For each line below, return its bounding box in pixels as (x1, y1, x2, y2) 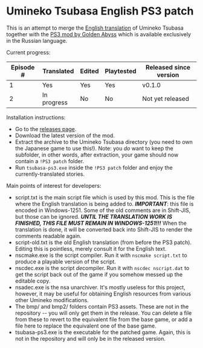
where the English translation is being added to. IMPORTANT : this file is (14, 200, 194, 207)
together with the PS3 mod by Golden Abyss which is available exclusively (6, 30, 192, 37)
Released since (145, 63, 191, 71)
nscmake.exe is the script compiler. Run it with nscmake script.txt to (14, 251, 187, 259)
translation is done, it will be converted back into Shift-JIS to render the (14, 225, 193, 233)
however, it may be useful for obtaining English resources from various (14, 290, 192, 297)
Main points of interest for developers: (6, 182, 101, 189)
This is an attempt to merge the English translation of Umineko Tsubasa (6, 24, 184, 31)
